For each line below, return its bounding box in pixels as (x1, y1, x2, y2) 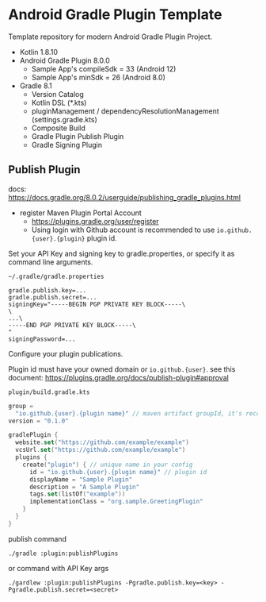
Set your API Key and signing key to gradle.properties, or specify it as (8, 249, 235, 258)
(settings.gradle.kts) (31, 114, 97, 124)
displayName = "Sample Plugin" (28, 475, 133, 484)
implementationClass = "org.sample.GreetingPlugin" (28, 498, 203, 506)
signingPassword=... (8, 335, 77, 343)
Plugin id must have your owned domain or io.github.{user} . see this (8, 364, 236, 374)
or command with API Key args (8, 563, 109, 573)
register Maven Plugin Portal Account (19, 208, 142, 218)
